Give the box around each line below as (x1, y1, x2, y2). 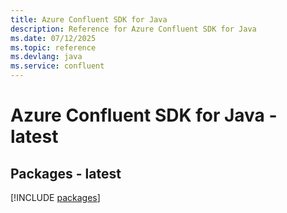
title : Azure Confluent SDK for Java (10, 14, 168, 25)
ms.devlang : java (10, 52, 83, 62)
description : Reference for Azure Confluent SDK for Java (10, 24, 257, 34)
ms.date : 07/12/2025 (10, 33, 97, 43)
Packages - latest (10, 165, 122, 182)
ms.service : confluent (10, 61, 105, 71)
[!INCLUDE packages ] (10, 192, 101, 203)
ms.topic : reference (10, 42, 97, 53)
